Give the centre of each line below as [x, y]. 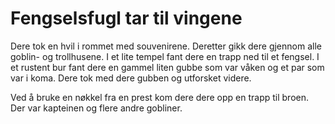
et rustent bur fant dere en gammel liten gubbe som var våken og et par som [167, 67]
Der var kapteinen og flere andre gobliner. [96, 108]
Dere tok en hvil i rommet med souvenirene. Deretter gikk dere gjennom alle [166, 46]
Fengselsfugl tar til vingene [126, 18]
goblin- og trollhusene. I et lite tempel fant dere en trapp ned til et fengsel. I [165, 56]
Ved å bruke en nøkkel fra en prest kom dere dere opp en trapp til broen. [160, 97]
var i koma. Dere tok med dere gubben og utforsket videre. [131, 78]
